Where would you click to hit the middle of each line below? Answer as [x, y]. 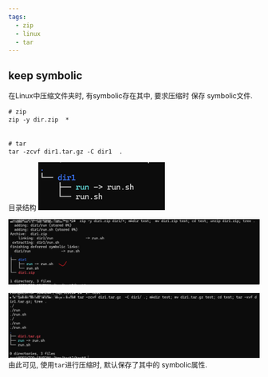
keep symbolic [45, 75]
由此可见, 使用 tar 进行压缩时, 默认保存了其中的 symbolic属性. [108, 365]
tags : [17, 17]
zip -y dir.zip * [39, 120]
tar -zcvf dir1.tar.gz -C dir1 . [66, 152]
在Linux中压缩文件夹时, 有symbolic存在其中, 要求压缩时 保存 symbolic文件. [130, 96]
